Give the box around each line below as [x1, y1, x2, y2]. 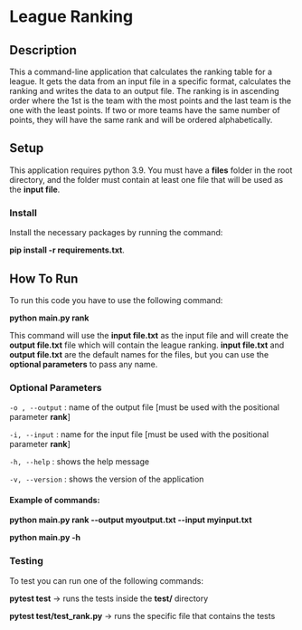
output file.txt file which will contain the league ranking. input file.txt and [9, 339, 285, 350]
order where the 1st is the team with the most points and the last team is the [9, 95, 292, 106]
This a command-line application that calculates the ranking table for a [9, 66, 273, 77]
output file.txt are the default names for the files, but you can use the [9, 348, 269, 359]
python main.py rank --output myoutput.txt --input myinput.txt [9, 514, 252, 526]
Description [9, 43, 77, 58]
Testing [9, 555, 43, 568]
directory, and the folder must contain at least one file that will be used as [9, 174, 283, 185]
